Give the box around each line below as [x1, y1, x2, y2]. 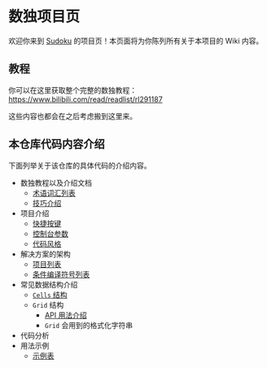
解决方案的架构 [20, 249, 71, 259]
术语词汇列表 [32, 188, 76, 198]
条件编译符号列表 [32, 269, 90, 279]
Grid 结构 [32, 300, 64, 309]
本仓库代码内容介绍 [8, 138, 105, 151]
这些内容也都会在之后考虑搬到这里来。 [8, 111, 137, 120]
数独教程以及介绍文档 [20, 177, 92, 187]
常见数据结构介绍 [20, 279, 78, 289]
